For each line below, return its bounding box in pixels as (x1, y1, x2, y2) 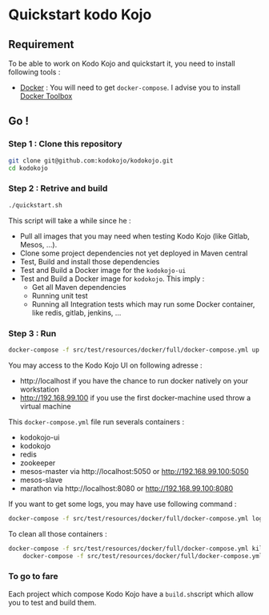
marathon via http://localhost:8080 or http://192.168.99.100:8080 (19, 483, 234, 493)
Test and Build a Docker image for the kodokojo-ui (19, 265, 187, 275)
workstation (19, 384, 60, 394)
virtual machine (19, 401, 71, 411)
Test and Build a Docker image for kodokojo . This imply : (19, 274, 205, 283)
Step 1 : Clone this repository (8, 139, 122, 150)
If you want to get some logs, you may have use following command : (8, 499, 237, 508)
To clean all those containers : (8, 529, 107, 538)
